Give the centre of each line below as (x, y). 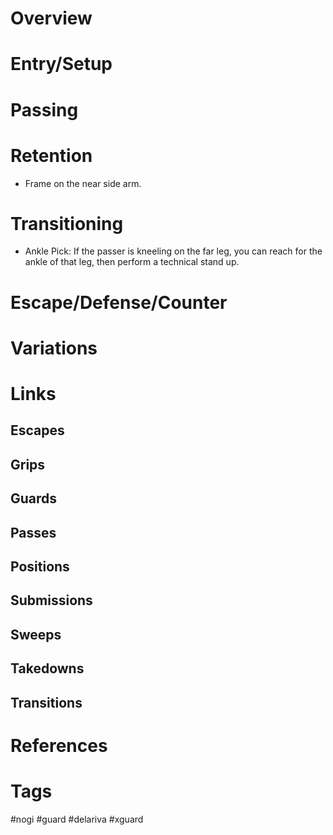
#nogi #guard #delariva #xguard (77, 819)
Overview (51, 18)
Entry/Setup (61, 64)
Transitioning (67, 223)
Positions (40, 566)
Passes (33, 532)
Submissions (51, 600)
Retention (51, 155)
